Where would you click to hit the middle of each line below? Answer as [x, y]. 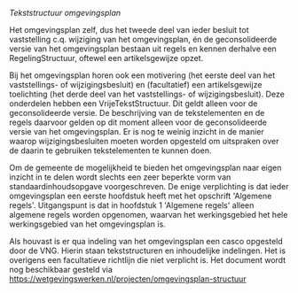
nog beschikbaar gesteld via [61, 270]
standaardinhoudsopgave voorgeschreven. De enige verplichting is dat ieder [149, 186]
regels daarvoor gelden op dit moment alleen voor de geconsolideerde [138, 122]
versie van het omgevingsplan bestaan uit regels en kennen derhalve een [143, 49]
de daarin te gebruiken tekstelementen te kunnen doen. [110, 150]
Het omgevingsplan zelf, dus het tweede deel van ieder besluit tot [129, 30]
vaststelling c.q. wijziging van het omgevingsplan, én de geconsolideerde [143, 39]
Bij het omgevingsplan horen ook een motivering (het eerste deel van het [142, 75]
